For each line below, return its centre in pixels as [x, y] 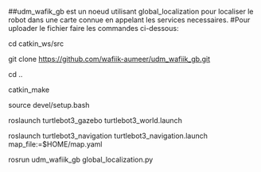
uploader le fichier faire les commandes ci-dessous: [93, 28]
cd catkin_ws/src [36, 44]
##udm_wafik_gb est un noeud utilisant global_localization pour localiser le [131, 11]
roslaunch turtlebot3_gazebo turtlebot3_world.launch [95, 120]
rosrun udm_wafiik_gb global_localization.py [81, 159]
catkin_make [29, 90]
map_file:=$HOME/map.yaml [55, 144]
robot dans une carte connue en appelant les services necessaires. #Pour [129, 20]
